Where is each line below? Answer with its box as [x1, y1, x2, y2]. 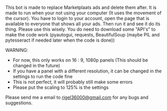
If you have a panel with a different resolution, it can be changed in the [12, 68, 162, 74]
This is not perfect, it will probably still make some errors [12, 79, 133, 85]
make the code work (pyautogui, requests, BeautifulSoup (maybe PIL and [5, 32, 160, 38]
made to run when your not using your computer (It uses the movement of [5, 10, 162, 16]
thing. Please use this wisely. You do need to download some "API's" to [5, 26, 156, 32]
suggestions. [5, 100, 33, 106]
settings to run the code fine [12, 73, 73, 79]
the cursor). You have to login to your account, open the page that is [5, 15, 150, 21]
